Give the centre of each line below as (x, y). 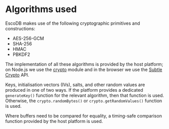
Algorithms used (41, 9)
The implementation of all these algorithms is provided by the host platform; (84, 64)
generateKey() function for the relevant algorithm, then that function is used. (85, 95)
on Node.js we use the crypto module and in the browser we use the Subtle (84, 70)
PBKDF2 (21, 54)
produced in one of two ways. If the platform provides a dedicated (74, 90)
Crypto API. (17, 75)
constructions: (20, 28)
